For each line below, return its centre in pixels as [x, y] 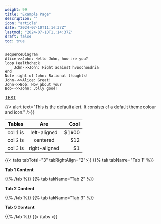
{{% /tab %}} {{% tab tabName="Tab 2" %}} [50, 179]
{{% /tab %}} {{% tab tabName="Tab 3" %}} [50, 198]
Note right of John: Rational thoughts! [47, 76]
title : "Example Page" [28, 14]
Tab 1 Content [19, 169]
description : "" [21, 18]
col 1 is [16, 132]
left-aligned [44, 132]
